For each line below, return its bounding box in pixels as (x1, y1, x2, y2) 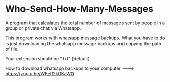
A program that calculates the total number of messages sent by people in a (5, 20, 165, 26)
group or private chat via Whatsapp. (5, 25, 81, 31)
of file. (5, 46, 19, 52)
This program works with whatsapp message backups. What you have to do (5, 35, 165, 41)
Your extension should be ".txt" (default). (5, 55, 91, 61)
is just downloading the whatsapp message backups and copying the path (5, 40, 162, 46)
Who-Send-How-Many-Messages (5, 3, 154, 15)
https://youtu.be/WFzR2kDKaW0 (5, 70, 74, 76)
